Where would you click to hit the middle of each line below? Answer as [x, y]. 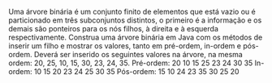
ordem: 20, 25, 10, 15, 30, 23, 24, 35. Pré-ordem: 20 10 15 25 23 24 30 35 [131, 63]
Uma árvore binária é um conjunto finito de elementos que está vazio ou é [132, 12]
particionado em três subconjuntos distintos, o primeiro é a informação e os [135, 20]
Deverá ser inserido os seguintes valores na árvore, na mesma [138, 54]
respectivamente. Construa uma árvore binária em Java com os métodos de [136, 37]
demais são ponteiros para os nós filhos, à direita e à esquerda [114, 29]
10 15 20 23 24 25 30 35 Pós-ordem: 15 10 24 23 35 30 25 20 [136, 71]
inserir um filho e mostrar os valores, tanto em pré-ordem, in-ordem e [125, 46]
